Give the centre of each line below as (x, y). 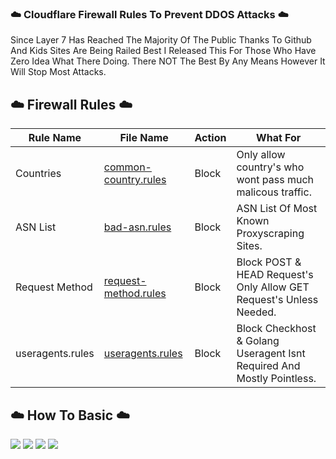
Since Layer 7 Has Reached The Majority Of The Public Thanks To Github (161, 40)
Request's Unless (277, 300)
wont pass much (275, 180)
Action (210, 138)
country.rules (135, 180)
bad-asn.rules (137, 227)
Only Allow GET (273, 287)
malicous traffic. (274, 192)
